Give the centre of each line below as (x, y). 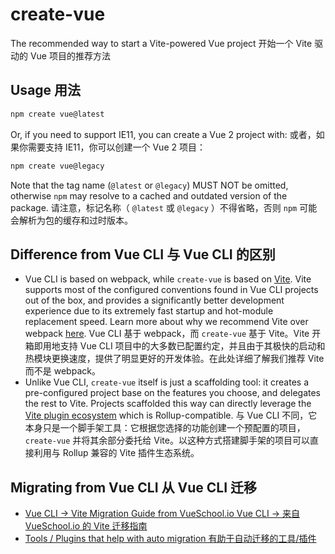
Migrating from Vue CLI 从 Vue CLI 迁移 (134, 487)
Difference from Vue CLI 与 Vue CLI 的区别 (143, 254)
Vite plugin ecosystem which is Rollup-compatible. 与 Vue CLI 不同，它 (171, 415)
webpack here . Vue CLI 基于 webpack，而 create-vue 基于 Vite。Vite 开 (173, 334)
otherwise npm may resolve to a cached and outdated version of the (149, 195)
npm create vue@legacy (57, 166)
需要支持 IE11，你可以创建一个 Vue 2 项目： (116, 147)
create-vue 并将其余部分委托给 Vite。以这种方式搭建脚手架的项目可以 (167, 440)
